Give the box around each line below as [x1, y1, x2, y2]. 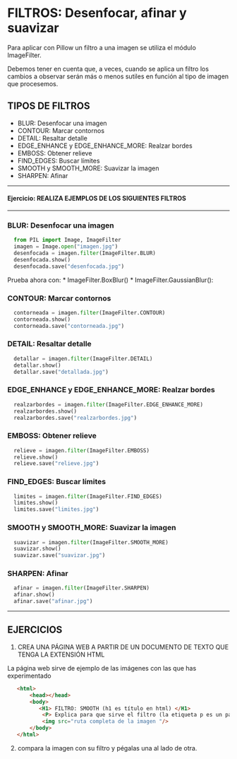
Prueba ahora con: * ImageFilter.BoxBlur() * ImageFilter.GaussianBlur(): [7, 276, 214, 284]
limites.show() [13, 500, 59, 507]
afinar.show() [13, 592, 55, 599]
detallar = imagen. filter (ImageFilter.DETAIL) [13, 355, 153, 362]
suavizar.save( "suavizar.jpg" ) [13, 552, 106, 559]
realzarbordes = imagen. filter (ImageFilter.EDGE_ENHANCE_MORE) [13, 401, 203, 408]
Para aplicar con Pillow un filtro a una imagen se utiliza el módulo [7, 43, 196, 52]
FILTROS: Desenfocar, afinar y [7, 5, 187, 21]
